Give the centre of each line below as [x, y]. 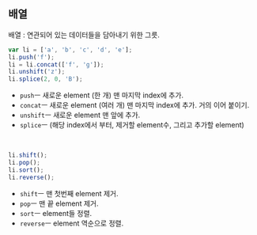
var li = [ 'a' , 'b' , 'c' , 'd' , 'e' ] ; [70, 50]
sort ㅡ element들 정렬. [56, 213]
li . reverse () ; [32, 177]
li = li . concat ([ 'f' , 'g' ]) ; [56, 64]
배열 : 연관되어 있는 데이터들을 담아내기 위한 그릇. [84, 35]
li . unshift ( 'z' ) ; [37, 72]
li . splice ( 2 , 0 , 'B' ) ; [45, 79]
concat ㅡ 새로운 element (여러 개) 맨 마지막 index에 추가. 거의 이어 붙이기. [134, 105]
